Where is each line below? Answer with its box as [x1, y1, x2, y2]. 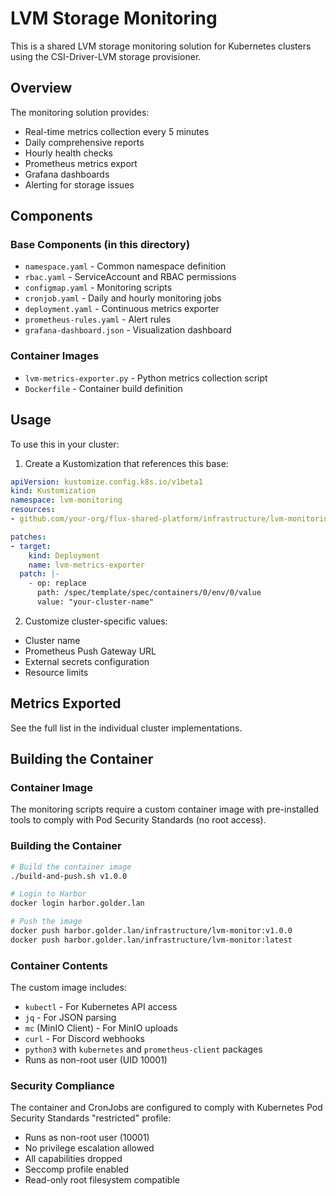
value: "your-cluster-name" [36, 597, 155, 607]
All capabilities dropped [24, 1153, 123, 1165]
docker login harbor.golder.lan [10, 898, 145, 909]
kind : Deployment [28, 550, 101, 561]
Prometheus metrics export [24, 157, 138, 169]
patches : [10, 532, 47, 542]
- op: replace [28, 578, 87, 589]
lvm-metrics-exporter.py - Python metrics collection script [24, 372, 268, 384]
